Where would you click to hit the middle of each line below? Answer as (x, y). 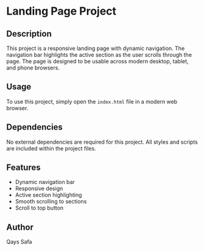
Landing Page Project (62, 11)
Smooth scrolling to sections (51, 202)
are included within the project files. (51, 148)
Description (29, 34)
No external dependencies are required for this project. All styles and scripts (102, 142)
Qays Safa (19, 242)
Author (20, 227)
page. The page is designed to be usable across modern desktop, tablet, (97, 61)
